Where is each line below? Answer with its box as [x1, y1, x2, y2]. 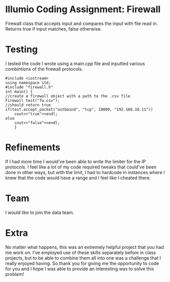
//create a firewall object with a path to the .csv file [5, 93, 130, 99]
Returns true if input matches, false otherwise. [5, 25, 102, 32]
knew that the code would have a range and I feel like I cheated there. [5, 175, 151, 181]
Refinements [5, 142, 61, 153]
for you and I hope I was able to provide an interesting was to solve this [5, 266, 154, 272]
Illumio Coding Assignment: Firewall [5, 4, 161, 15]
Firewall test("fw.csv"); [5, 98, 60, 103]
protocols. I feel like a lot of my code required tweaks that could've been [5, 164, 157, 170]
